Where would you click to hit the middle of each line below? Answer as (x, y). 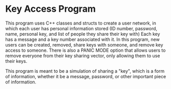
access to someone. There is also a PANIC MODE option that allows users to (86, 50)
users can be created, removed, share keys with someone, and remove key (84, 44)
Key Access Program (51, 9)
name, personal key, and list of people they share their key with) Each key (83, 34)
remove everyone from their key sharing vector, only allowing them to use (83, 55)
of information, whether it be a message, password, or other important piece (86, 76)
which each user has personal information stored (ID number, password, (81, 28)
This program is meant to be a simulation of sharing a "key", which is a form (85, 71)
